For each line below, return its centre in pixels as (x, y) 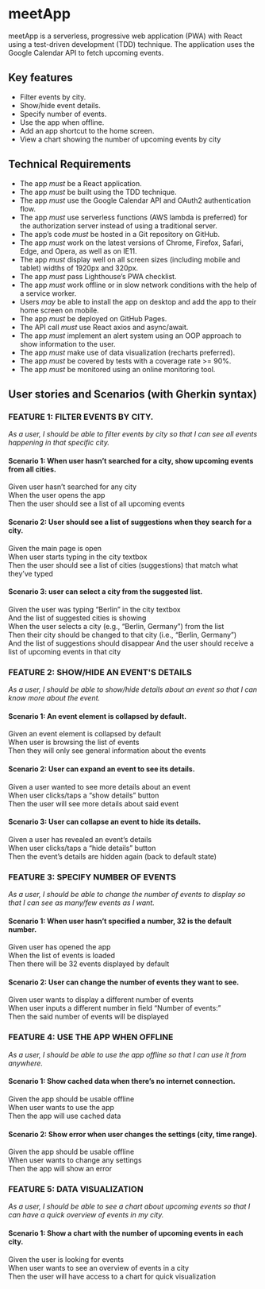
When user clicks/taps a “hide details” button (82, 848)
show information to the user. (68, 344)
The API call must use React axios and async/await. (104, 327)
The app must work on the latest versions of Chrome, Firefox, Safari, (132, 243)
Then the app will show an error (60, 1169)
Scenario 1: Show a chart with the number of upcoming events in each (126, 1233)
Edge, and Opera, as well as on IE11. (78, 250)
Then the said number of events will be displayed (88, 1017)
